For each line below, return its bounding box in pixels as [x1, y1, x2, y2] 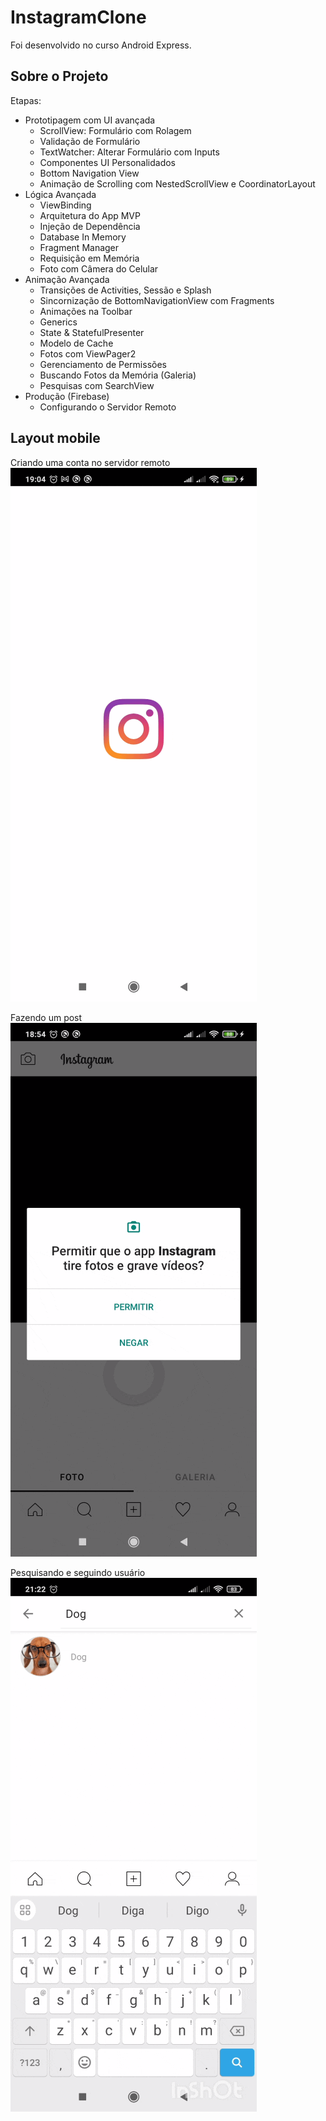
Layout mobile [10, 430, 101, 447]
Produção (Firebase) [24, 390, 110, 402]
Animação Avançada [24, 273, 110, 285]
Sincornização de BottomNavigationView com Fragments [39, 294, 275, 306]
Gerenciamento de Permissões [39, 358, 167, 370]
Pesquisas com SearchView [39, 379, 155, 391]
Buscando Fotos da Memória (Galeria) [39, 369, 197, 381]
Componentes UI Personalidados [39, 156, 176, 168]
